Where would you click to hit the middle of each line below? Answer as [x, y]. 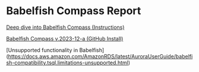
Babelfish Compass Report [74, 11]
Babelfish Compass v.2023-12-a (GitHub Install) [65, 38]
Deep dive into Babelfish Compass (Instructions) [65, 27]
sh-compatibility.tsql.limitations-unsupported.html [67, 63]
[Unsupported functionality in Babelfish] [55, 50]
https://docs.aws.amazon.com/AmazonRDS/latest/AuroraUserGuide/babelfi [100, 56]
